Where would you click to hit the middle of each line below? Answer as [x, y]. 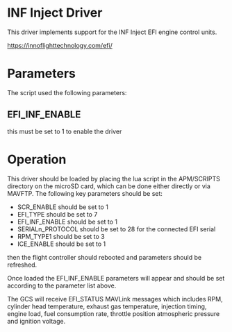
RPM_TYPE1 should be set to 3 [61, 236]
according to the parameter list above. [62, 285]
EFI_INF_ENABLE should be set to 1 [67, 222]
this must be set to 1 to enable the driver [65, 131]
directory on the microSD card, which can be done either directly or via [109, 186]
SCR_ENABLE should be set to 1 [63, 207]
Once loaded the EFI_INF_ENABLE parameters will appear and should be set [116, 278]
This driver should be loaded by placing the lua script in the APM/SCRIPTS [114, 179]
